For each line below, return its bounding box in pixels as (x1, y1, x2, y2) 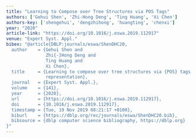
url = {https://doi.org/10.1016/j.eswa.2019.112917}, (11, 96, 162, 102)
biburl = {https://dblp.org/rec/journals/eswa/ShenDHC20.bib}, (11, 112, 178, 118)
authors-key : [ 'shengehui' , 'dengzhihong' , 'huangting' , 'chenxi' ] (6, 19, 175, 25)
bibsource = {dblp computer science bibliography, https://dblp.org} (11, 118, 185, 124)
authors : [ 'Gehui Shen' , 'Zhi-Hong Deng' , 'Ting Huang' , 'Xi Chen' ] (6, 14, 178, 20)
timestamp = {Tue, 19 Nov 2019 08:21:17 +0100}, (11, 107, 133, 113)
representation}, (45, 74, 88, 80)
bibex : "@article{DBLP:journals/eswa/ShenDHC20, (6, 42, 128, 48)
